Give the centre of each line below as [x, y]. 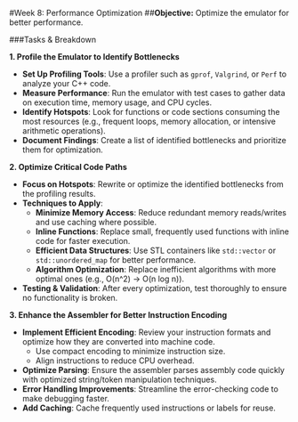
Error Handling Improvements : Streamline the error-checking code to [150, 389]
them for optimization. [63, 150]
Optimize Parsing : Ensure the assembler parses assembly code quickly [153, 370]
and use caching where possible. [96, 222]
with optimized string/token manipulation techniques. [119, 379]
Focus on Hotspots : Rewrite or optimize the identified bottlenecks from [153, 184]
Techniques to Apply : [63, 203]
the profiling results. [59, 194]
